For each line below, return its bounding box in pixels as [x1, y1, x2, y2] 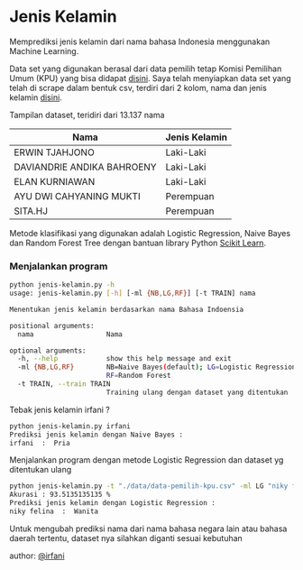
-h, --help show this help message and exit [17, 354, 232, 363]
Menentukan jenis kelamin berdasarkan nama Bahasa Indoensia [9, 305, 244, 314]
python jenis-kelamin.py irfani [9, 421, 131, 430]
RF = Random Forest [106, 372, 171, 381]
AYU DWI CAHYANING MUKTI [14, 189, 142, 202]
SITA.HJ [14, 205, 48, 217]
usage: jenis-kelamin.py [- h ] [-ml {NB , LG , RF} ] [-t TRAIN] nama [9, 289, 256, 299]
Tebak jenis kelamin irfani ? [9, 404, 110, 415]
